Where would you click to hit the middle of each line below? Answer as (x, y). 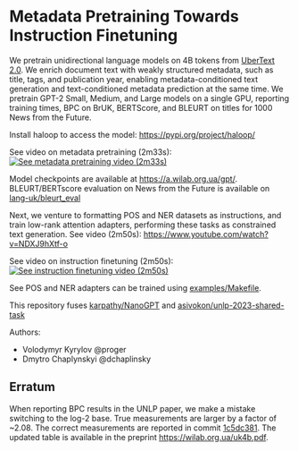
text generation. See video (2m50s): (75, 234)
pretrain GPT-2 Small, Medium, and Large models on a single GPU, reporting (149, 98)
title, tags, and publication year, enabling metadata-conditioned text (134, 79)
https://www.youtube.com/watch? (206, 234)
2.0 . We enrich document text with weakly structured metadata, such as (141, 70)
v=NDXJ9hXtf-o (39, 243)
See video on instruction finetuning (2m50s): (91, 260)
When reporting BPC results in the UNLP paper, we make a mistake (132, 408)
